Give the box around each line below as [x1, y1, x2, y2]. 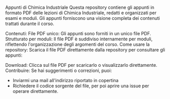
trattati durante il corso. [5, 20, 54, 27]
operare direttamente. [12, 88, 58, 94]
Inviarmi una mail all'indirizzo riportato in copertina [12, 78, 119, 83]
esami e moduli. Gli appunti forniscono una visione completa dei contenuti [5, 15, 160, 21]
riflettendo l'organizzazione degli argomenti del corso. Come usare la [5, 41, 150, 47]
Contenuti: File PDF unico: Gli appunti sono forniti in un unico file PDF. [5, 31, 151, 36]
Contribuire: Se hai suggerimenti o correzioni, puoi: [5, 67, 112, 73]
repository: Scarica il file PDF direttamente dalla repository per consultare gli [5, 47, 165, 53]
